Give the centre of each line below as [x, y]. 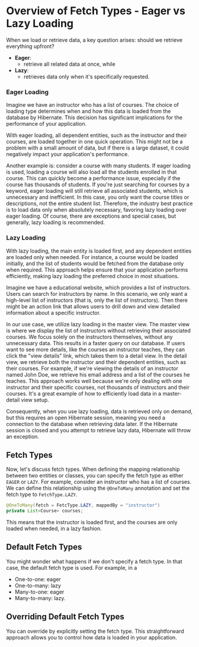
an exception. [23, 436]
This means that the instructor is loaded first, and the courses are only [92, 522]
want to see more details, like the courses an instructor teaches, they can [96, 349]
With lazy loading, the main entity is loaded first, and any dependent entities [99, 251]
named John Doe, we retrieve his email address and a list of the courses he [98, 374]
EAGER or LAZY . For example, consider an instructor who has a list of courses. [99, 482]
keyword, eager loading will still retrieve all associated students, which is [95, 191]
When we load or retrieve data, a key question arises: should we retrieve [94, 40]
